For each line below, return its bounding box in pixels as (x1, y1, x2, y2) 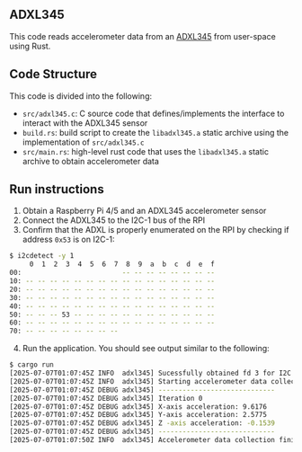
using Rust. (9, 40, 51, 51)
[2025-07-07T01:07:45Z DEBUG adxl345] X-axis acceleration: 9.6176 (9, 402, 268, 412)
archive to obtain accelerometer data (22, 155, 160, 166)
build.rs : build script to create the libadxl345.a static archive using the (22, 127, 289, 137)
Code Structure (9, 66, 97, 82)
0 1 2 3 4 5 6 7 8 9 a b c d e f (29, 260, 216, 269)
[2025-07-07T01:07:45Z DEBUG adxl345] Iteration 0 (9, 394, 203, 403)
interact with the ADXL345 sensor (22, 117, 148, 129)
